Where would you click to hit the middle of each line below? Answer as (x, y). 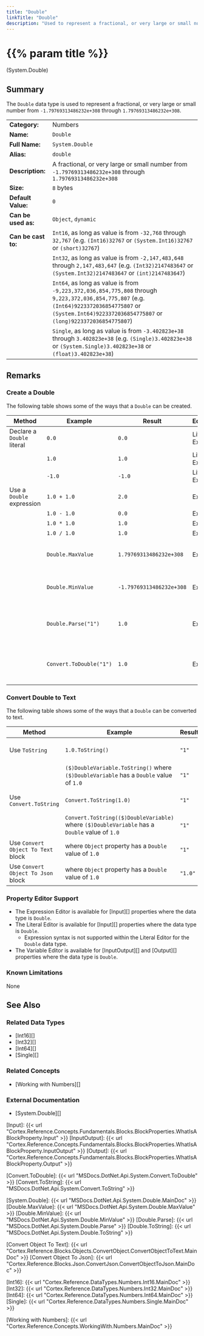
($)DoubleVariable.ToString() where (118, 768)
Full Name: (25, 145)
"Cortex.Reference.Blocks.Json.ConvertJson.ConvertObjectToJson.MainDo (101, 1264)
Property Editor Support (42, 898)
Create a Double (31, 393)
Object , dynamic (74, 219)
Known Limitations (35, 973)
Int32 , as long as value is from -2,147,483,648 (118, 258)
